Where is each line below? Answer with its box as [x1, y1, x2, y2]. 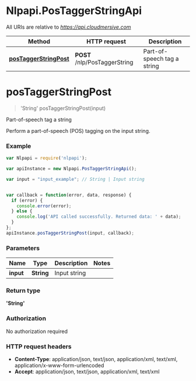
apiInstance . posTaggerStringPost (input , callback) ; [6, 230, 134, 236]
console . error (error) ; [16, 203, 72, 209]
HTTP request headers [6, 342, 72, 351]
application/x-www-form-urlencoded [14, 362, 104, 369]
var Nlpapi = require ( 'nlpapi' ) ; [6, 155, 87, 162]
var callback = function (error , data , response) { [6, 192, 132, 198]
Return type [6, 287, 41, 295]
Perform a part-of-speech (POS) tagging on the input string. [6, 127, 150, 134]
